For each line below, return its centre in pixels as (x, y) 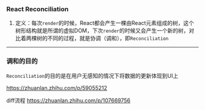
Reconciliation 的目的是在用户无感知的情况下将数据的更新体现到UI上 (92, 75)
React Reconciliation (38, 9)
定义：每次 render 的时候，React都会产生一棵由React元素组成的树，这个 (104, 23)
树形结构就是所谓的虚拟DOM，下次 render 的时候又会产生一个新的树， (102, 31)
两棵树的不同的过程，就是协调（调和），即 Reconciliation (97, 38)
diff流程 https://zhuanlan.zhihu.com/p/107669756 (69, 100)
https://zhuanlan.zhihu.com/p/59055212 (57, 88)
